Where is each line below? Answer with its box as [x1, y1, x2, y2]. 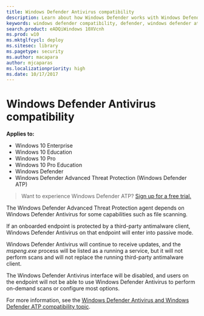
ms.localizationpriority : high [6, 65, 86, 72]
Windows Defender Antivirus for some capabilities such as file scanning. [6, 211, 188, 218]
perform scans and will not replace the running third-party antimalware [6, 253, 184, 261]
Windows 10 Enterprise [15, 142, 73, 149]
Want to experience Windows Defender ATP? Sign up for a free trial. [21, 193, 192, 200]
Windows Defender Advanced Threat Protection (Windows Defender [15, 174, 187, 182]
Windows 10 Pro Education [15, 162, 83, 169]
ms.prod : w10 [6, 32, 39, 38]
